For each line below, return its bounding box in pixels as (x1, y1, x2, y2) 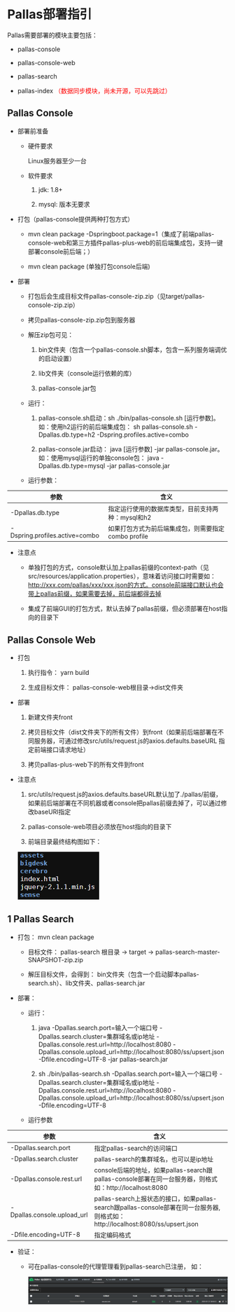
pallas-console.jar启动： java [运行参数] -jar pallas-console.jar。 (38, 444, 224, 453)
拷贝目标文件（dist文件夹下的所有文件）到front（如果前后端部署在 (27, 728, 218, 737)
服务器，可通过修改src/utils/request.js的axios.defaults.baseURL (34, 737, 218, 745)
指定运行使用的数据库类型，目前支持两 (108, 504, 219, 512)
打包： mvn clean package (17, 933, 94, 941)
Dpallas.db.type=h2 (38, 430, 96, 439)
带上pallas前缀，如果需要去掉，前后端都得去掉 (27, 589, 162, 598)
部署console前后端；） (27, 247, 94, 256)
